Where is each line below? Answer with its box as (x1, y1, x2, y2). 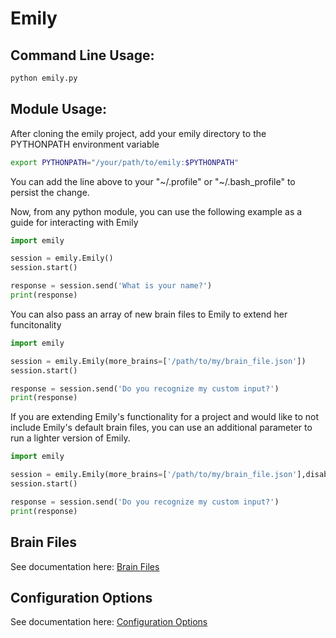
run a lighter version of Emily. (10, 432, 131, 444)
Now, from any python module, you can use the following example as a (10, 205, 303, 217)
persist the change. (10, 186, 90, 198)
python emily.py (10, 73, 78, 83)
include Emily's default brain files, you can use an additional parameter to (10, 422, 313, 434)
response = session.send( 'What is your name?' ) (10, 281, 213, 291)
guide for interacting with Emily (10, 216, 139, 228)
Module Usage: (10, 101, 108, 118)
